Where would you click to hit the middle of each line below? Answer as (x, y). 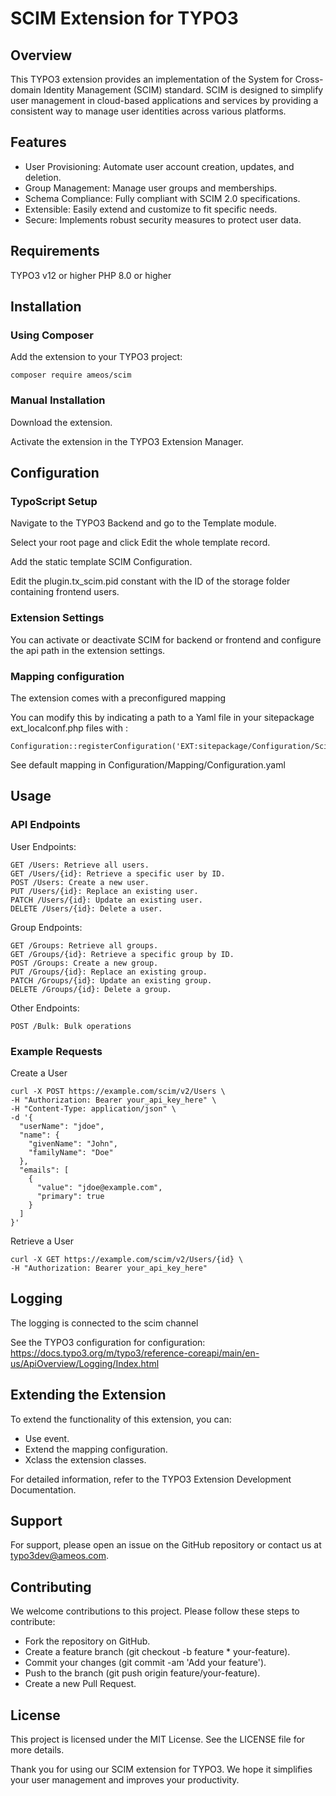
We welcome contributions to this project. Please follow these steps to (155, 1611)
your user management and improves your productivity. (125, 1779)
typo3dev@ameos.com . (59, 1556)
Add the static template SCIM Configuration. (101, 562)
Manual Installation (58, 400)
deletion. (43, 177)
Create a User (39, 1073)
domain (26, 90)
